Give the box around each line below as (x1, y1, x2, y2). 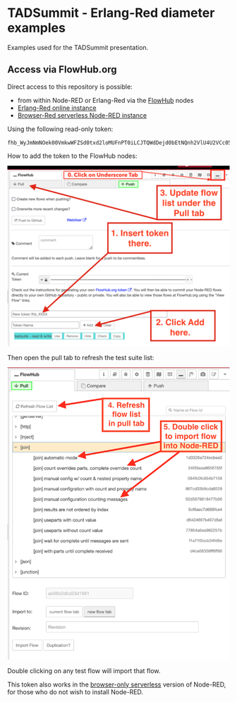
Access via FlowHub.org (7, 63, 118, 75)
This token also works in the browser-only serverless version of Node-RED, (7, 680, 226, 689)
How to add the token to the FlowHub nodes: (7, 152, 138, 160)
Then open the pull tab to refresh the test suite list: (7, 354, 154, 362)
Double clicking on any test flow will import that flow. (7, 666, 161, 675)
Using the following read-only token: (7, 125, 114, 133)
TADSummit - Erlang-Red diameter (7, 5, 215, 21)
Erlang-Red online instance (17, 104, 97, 112)
